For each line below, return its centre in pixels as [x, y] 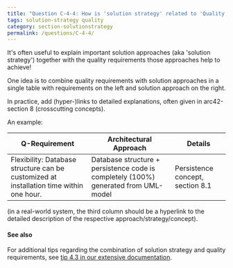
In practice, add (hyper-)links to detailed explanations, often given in [105, 102]
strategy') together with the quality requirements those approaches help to [114, 60]
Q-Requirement [48, 144]
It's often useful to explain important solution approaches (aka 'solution [109, 53]
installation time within [47, 186]
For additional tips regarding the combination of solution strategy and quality [116, 250]
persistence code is [123, 168]
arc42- [214, 102]
